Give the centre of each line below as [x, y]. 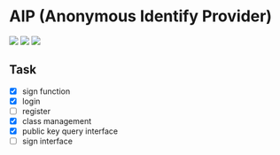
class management [57, 120]
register [36, 111]
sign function [46, 91]
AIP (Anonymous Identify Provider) [141, 16]
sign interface [47, 141]
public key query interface [70, 131]
